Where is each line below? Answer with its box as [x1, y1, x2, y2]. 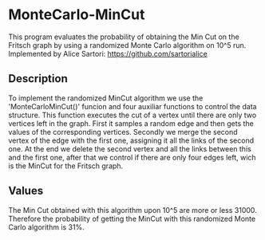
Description [8, 72, 68, 85]
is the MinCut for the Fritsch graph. [8, 161, 124, 171]
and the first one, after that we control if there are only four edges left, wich [8, 152, 257, 162]
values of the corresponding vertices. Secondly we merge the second [8, 127, 238, 136]
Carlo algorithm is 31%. [8, 222, 85, 232]
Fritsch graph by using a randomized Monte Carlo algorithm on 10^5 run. [8, 40, 247, 49]
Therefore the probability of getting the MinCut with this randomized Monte [8, 214, 256, 223]
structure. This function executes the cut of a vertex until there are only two [8, 110, 257, 120]
